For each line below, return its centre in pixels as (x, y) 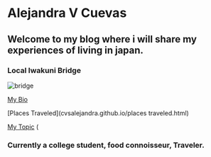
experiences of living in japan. (76, 50)
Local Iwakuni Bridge (44, 70)
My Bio (18, 99)
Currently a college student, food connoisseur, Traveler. (106, 145)
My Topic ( (23, 127)
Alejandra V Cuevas (67, 13)
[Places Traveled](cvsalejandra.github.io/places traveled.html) (98, 113)
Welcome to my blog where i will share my (102, 39)
